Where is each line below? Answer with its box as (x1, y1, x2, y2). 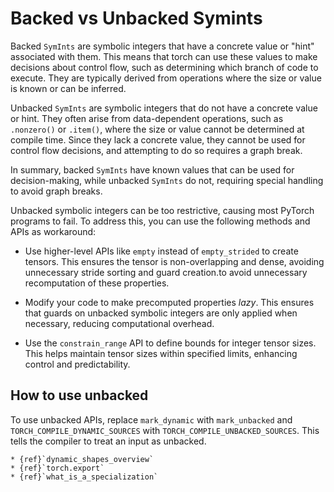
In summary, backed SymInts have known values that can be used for (10, 163, 295, 176)
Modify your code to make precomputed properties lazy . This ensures (24, 296, 315, 308)
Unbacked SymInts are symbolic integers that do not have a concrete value (10, 102, 318, 114)
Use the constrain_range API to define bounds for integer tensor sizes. (24, 337, 317, 349)
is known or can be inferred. (10, 82, 127, 94)
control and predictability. (24, 358, 131, 370)
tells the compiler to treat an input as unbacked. (10, 435, 207, 447)
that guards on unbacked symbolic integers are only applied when (24, 307, 298, 319)
